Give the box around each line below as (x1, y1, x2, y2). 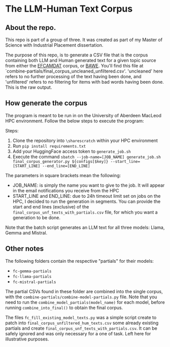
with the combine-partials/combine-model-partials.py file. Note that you (5, 294, 157, 300)
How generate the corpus (5, 99, 88, 108)
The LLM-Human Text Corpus (5, 3, 133, 15)
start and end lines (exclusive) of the (12, 203, 89, 210)
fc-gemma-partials (12, 268, 52, 274)
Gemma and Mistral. (5, 229, 48, 236)
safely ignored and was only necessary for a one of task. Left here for (5, 330, 151, 336)
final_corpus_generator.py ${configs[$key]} (12, 159, 109, 164)
